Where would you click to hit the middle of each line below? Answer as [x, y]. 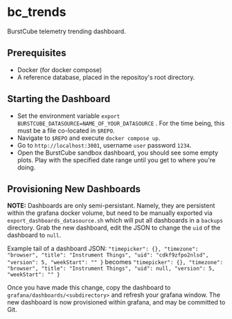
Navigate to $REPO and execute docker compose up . [89, 138]
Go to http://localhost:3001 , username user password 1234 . [104, 145]
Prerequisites [37, 53]
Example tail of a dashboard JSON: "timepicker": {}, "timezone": [103, 249]
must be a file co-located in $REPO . [66, 130]
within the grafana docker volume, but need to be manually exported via [110, 213]
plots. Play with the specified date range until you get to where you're [116, 159]
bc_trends [37, 12]
